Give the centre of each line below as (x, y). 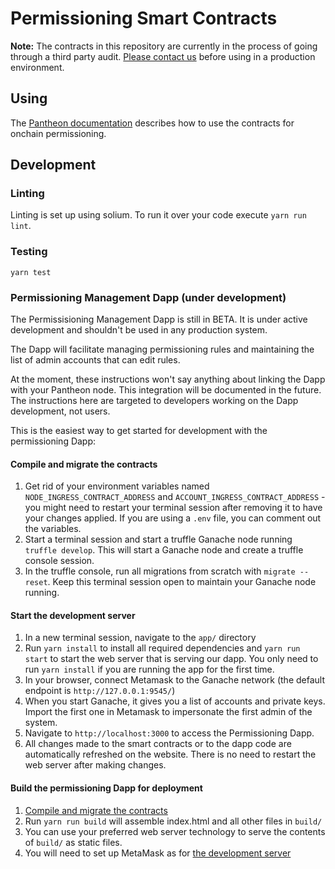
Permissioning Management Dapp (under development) (148, 297)
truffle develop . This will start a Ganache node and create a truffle (164, 550)
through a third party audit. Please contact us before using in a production (163, 56)
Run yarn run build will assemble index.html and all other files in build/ (173, 821)
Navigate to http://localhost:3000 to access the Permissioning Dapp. (169, 733)
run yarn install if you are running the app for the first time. (149, 669)
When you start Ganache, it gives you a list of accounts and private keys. (175, 701)
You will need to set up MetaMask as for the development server (158, 853)
